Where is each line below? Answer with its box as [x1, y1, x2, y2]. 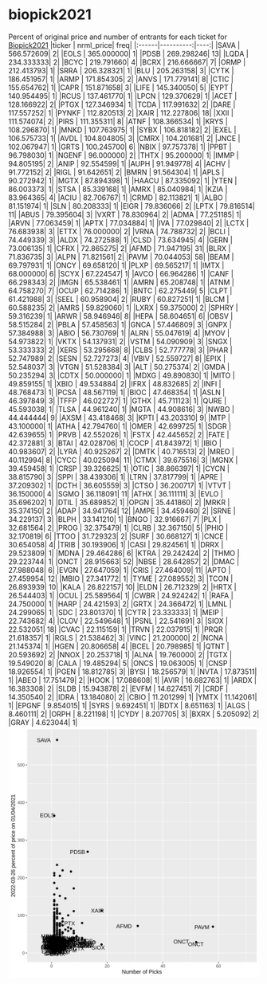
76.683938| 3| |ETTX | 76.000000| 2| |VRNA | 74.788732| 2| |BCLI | [8, 226, 230, 236]
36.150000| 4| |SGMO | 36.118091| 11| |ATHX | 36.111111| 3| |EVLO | [8, 488, 223, 499]
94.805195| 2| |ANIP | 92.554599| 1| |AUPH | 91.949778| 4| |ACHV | [8, 159, 230, 168]
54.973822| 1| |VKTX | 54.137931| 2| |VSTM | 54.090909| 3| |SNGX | [8, 336, 233, 346]
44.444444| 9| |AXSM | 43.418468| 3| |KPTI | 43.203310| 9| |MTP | [8, 413, 231, 422]
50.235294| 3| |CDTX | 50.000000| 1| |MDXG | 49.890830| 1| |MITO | [8, 370, 235, 380]
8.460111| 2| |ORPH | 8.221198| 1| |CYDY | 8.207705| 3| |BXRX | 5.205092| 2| [8, 709, 260, 719]
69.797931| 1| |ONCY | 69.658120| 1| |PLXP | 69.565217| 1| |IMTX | [8, 261, 225, 270]
